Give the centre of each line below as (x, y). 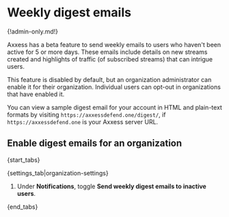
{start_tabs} (24, 160)
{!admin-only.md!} (33, 31)
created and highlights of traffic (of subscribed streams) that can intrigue (110, 59)
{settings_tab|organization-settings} (58, 173)
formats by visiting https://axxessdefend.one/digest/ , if (86, 115)
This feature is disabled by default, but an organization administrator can (109, 79)
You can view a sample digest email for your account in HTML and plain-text (114, 107)
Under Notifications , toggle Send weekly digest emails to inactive (111, 186)
